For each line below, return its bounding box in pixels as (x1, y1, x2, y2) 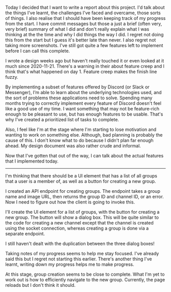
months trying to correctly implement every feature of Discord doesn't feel (5, 100, 162, 106)
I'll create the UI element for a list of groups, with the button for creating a (5, 209, 160, 215)
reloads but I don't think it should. (5, 282, 76, 288)
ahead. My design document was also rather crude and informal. (5, 143, 141, 149)
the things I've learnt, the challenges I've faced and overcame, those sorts (5, 10, 161, 16)
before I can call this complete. (5, 48, 70, 54)
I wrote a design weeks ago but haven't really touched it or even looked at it (5, 58, 164, 63)
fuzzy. (5, 74, 19, 80)
